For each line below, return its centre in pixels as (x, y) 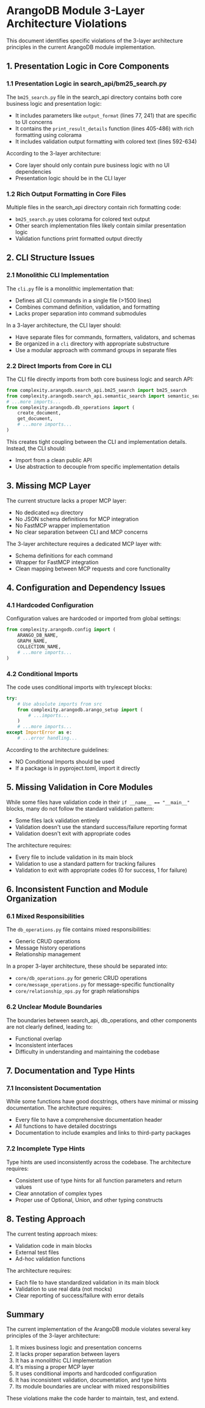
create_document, (39, 413)
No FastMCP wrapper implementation (62, 525)
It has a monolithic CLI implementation (63, 1360)
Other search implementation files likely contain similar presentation (100, 225)
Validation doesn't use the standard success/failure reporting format (101, 827)
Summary (25, 1314)
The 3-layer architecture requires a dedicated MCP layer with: (84, 544)
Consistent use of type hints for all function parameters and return (98, 1180)
